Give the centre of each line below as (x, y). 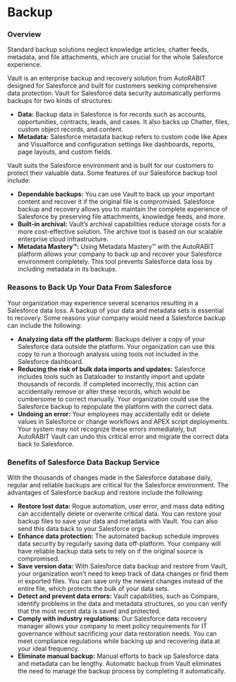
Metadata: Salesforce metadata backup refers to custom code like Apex (122, 137)
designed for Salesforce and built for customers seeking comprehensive (112, 86)
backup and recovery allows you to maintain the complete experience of (122, 209)
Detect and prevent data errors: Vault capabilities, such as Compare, (118, 596)
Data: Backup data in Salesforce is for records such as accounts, (112, 114)
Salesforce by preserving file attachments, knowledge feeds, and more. (121, 217)
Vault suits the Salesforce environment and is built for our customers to (110, 166)
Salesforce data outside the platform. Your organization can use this (116, 346)
